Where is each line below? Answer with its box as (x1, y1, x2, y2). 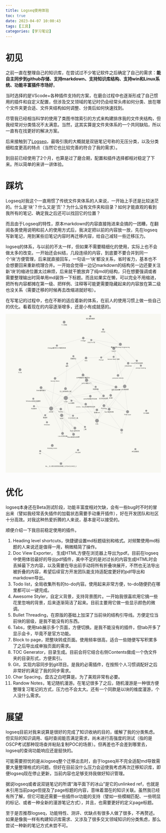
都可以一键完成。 (17, 587, 52, 593)
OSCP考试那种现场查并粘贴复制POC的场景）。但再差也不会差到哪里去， (5, 741, 150, 747)
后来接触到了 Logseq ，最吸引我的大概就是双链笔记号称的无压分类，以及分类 (5, 139, 159, 145)
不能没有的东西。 (47, 618, 82, 624)
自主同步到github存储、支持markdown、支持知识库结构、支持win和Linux (5, 76, 156, 82)
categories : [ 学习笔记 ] (5, 29, 51, 34)
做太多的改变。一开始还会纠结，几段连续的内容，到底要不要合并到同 (5, 250, 144, 256)
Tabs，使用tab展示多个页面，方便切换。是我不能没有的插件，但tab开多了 (12, 624, 161, 630)
